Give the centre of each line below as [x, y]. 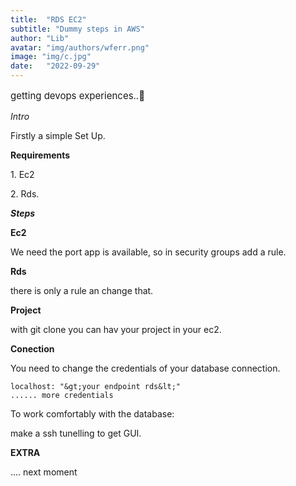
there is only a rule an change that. [82, 290]
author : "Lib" [40, 38]
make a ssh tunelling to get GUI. [76, 433]
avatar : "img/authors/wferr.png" [80, 47]
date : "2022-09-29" [55, 66]
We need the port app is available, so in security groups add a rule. [148, 252]
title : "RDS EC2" [48, 19]
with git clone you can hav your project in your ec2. [116, 329]
